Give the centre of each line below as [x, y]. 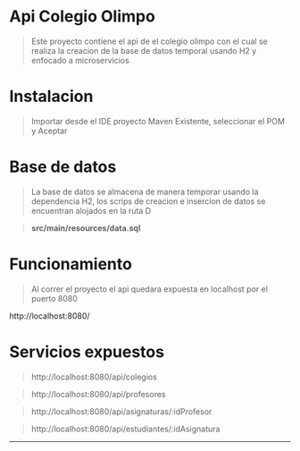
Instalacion [51, 97]
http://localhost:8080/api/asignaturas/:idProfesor [121, 411]
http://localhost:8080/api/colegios [94, 377]
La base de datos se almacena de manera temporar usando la [145, 191]
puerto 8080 [54, 298]
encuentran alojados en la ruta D [91, 210]
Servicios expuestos [87, 352]
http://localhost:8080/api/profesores [98, 394]
